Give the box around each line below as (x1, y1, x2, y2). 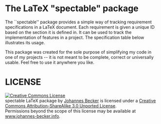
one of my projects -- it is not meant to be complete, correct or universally (5, 54, 154, 60)
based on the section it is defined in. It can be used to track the (5, 29, 132, 35)
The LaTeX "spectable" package (5, 3, 139, 14)
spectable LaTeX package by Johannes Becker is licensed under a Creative (5, 98, 156, 104)
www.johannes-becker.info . (5, 113, 61, 119)
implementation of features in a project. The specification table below (5, 35, 144, 40)
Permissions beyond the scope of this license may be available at (5, 108, 136, 114)
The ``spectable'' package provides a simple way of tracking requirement (5, 19, 152, 25)
